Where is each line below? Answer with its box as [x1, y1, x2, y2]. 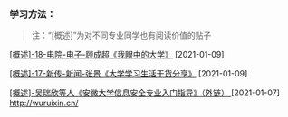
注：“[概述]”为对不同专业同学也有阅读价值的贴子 [31, 30, 212, 41]
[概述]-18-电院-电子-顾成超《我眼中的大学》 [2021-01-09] [9, 49, 225, 60]
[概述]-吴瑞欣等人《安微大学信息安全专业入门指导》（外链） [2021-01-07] [9, 87, 281, 98]
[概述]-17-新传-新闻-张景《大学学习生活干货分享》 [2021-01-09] [9, 68, 248, 79]
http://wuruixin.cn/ [9, 97, 79, 109]
